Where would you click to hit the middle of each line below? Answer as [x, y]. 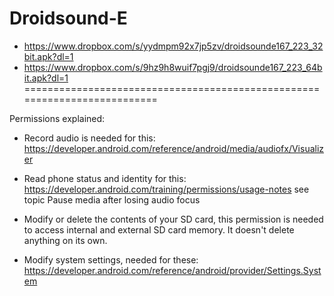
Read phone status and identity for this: [105, 178]
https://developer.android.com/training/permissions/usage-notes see [166, 189]
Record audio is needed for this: [89, 138]
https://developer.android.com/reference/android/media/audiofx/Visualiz [174, 148]
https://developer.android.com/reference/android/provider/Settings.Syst [172, 270]
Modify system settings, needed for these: [111, 259]
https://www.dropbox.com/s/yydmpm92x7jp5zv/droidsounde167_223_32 [173, 46]
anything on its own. [65, 240]
